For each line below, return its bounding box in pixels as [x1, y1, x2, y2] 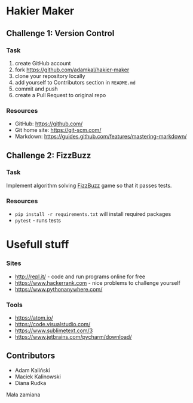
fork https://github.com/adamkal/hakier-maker [14, 66, 130, 73]
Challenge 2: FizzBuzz [6, 150, 91, 160]
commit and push [14, 85, 58, 92]
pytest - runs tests [14, 217, 62, 224]
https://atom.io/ [14, 314, 54, 321]
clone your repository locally [14, 72, 85, 79]
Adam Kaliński [14, 366, 50, 374]
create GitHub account [14, 59, 71, 67]
